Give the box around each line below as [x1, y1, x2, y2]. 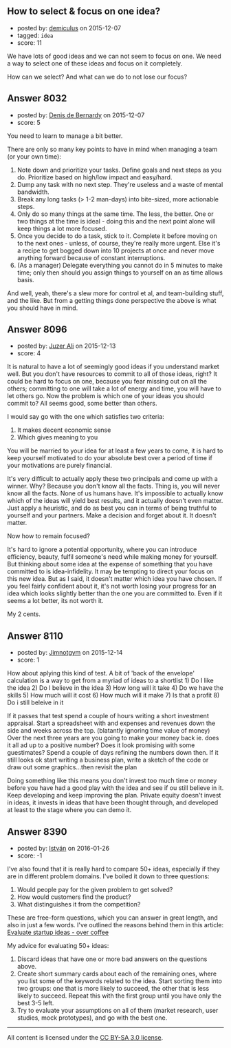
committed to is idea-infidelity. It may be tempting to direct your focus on [7, 567, 214, 575]
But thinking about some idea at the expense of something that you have [7, 560, 213, 569]
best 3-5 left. [16, 999, 54, 1007]
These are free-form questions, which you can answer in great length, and [7, 913, 218, 922]
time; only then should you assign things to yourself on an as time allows [16, 268, 223, 277]
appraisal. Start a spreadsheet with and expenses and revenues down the [7, 719, 216, 727]
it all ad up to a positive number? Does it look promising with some [7, 741, 195, 749]
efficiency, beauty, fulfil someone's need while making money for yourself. [7, 553, 218, 561]
